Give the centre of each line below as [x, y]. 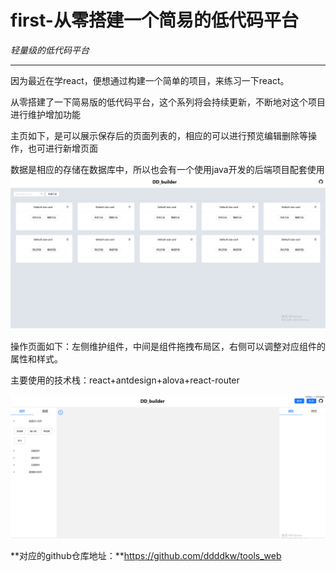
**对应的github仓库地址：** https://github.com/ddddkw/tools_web [146, 555]
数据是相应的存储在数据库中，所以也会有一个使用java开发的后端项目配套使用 [167, 169]
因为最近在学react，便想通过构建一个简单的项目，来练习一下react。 [150, 80]
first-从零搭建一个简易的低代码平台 [154, 20]
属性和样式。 [36, 358]
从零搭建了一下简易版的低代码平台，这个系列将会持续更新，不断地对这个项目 [168, 102]
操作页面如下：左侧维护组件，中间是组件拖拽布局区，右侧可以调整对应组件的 [168, 346]
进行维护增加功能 [45, 114]
